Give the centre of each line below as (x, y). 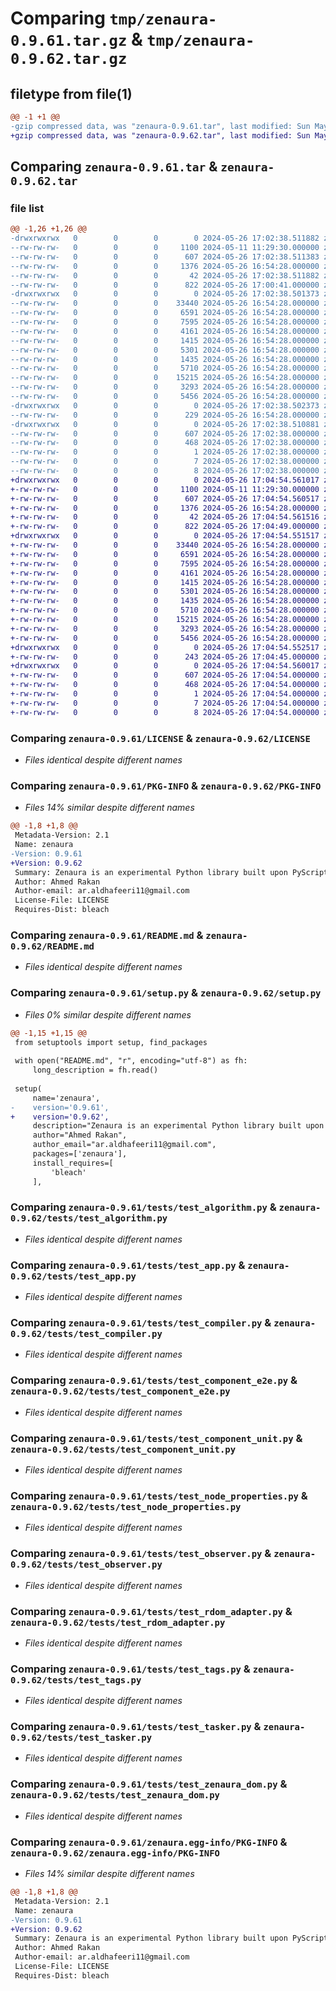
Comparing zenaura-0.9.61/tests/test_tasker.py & (136, 1727)
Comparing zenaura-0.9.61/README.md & (107, 935)
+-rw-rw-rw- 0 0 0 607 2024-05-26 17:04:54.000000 (165, 675)
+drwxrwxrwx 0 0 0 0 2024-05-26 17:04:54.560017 (165, 666)
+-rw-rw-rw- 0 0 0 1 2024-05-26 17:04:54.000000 (165, 694)
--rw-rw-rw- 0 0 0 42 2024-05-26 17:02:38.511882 (165, 275)
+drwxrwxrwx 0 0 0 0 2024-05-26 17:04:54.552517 (165, 647)
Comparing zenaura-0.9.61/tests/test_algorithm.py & (143, 1207)
